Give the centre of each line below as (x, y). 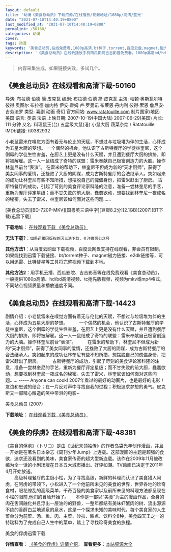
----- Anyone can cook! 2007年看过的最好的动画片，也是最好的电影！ (92, 380)
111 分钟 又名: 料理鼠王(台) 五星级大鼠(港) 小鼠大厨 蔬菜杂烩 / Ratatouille (80, 124)
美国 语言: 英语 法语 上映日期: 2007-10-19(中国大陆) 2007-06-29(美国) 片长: (84, 118)
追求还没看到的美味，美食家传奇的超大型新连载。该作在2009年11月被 (86, 458)
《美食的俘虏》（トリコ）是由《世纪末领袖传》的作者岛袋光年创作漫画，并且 (84, 446)
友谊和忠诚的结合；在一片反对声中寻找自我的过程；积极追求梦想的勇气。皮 (83, 387)
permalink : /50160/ (26, 29)
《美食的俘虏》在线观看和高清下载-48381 (70, 432)
